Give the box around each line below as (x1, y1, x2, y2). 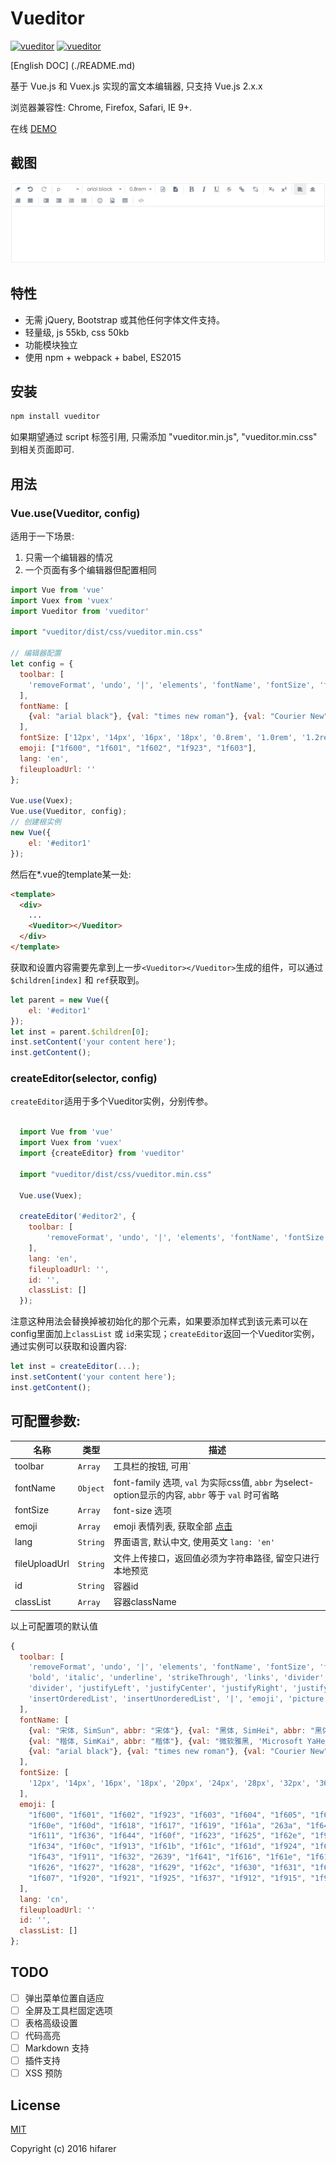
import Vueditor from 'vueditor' (10, 606, 150, 616)
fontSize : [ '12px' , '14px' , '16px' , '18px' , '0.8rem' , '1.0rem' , (19, 733, 298, 743)
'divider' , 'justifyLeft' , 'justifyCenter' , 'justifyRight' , (28, 1683, 288, 1694)
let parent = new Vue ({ (10, 995, 110, 1005)
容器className (113, 1596, 177, 1608)
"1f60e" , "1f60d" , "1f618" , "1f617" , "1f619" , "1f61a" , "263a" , (28, 1820, 302, 1831)
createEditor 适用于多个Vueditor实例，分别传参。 (10, 1095, 214, 1107)
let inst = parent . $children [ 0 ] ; (10, 1027, 150, 1037)
